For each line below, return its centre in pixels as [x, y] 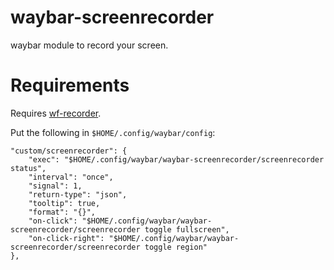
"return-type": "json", [78, 194]
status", [28, 168]
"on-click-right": [66, 238]
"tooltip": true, [64, 203]
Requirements [70, 85]
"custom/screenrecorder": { [69, 151]
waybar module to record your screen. [89, 45]
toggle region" [176, 247]
